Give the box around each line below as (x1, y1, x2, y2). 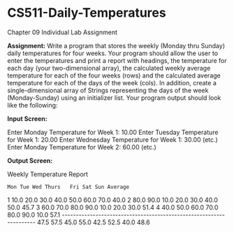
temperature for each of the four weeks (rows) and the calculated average (7, 71, 221, 80)
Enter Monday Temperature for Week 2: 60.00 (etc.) (7, 143, 157, 151)
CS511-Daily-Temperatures (7, 5, 166, 21)
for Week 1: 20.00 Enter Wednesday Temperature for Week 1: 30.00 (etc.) (7, 135, 218, 144)
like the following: (7, 101, 58, 109)
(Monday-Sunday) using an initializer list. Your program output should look (7, 93, 221, 102)
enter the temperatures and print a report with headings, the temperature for (7, 56, 227, 64)
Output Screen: (7, 156, 53, 165)
